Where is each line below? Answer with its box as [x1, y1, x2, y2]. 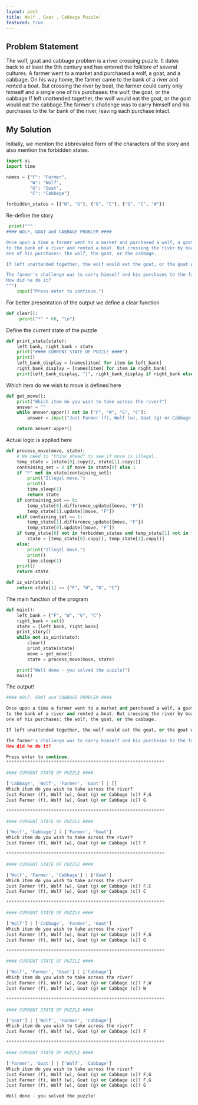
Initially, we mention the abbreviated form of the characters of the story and [6, 140, 190, 147]
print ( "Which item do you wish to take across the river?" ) [16, 398, 167, 405]
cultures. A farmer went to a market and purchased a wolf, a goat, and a [6, 70, 181, 77]
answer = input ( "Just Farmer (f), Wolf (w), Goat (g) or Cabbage [27, 415, 192, 421]
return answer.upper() [16, 426, 72, 432]
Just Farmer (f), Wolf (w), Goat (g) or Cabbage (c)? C [6, 889, 146, 895]
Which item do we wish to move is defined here [6, 382, 121, 389]
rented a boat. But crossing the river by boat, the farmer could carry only [6, 82, 183, 89]
